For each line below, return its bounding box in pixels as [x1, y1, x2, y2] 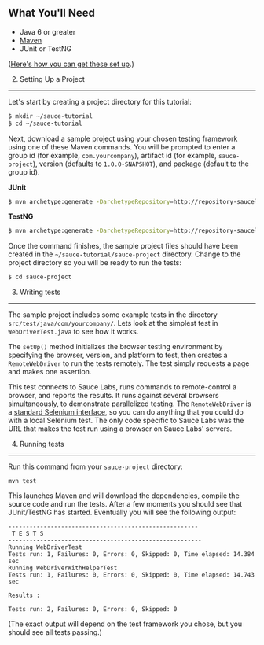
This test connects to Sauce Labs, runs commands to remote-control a [8, 382, 237, 392]
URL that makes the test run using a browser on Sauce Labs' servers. [8, 424, 233, 433]
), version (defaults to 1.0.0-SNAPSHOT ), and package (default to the [32, 159, 249, 168]
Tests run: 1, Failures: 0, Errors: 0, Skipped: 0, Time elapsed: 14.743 [8, 571, 255, 579]
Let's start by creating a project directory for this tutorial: [8, 97, 192, 106]
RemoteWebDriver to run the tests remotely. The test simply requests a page [8, 359, 250, 368]
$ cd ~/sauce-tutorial [8, 120, 82, 127]
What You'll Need [8, 6, 96, 20]
